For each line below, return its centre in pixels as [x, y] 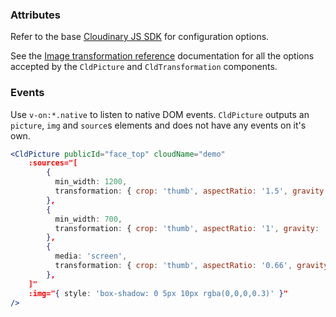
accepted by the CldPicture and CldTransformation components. [144, 67]
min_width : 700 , [88, 219]
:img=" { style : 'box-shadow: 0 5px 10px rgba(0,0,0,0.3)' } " [158, 293]
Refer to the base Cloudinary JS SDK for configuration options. [140, 37]
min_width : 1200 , [91, 182]
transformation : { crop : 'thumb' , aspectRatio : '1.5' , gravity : [191, 191]
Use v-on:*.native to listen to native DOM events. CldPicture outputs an [160, 114]
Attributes [35, 15]
